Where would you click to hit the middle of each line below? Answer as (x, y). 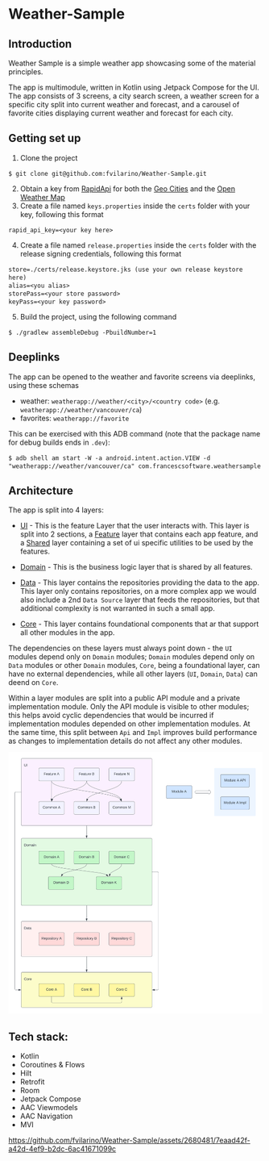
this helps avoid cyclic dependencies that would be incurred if (111, 716)
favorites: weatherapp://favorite (74, 418)
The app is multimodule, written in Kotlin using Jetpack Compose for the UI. (134, 87)
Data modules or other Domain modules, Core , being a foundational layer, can (134, 666)
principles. (26, 72)
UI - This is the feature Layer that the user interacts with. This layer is (134, 526)
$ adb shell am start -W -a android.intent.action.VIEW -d (110, 458)
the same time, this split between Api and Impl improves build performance (133, 733)
